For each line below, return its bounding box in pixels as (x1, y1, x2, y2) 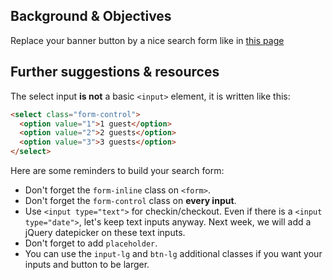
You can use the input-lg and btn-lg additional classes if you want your (24, 248, 323, 259)
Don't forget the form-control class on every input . (24, 195, 237, 206)
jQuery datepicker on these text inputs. (24, 227, 186, 238)
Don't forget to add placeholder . (24, 237, 158, 249)
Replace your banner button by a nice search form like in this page (10, 34, 285, 46)
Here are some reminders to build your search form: (10, 165, 225, 176)
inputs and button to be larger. (24, 259, 150, 270)
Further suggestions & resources (10, 64, 220, 81)
